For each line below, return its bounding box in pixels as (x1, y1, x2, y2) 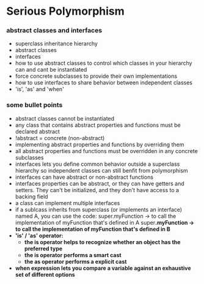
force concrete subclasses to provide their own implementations (15, 72, 178, 80)
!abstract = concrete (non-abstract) (15, 134, 105, 141)
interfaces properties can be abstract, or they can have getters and (15, 179, 184, 187)
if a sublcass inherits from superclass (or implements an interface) (15, 206, 182, 213)
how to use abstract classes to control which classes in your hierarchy (15, 59, 192, 67)
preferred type (24, 245, 63, 252)
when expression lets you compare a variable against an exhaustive (15, 264, 191, 272)
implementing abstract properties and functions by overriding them (15, 141, 184, 148)
